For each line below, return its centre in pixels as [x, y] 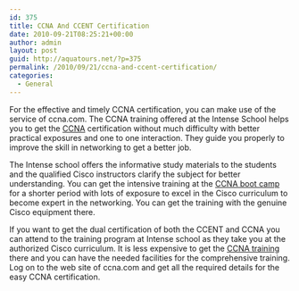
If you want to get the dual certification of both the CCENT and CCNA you [145, 229]
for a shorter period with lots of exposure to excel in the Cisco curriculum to [149, 193]
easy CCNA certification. [55, 277]
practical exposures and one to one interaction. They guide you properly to [147, 137]
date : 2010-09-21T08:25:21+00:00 [71, 34]
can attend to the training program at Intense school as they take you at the [148, 238]
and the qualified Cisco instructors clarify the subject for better [125, 174]
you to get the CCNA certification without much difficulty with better [135, 128]
